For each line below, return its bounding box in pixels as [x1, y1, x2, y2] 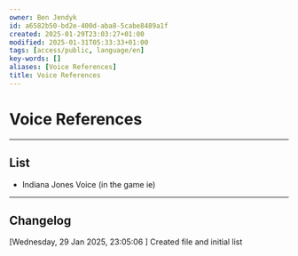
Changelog [9, 212, 72, 228]
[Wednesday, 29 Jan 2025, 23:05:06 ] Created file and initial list [9, 236, 243, 247]
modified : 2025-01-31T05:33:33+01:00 [9, 37, 149, 47]
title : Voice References [9, 71, 101, 80]
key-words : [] [9, 54, 62, 63]
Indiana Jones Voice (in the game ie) [21, 179, 156, 189]
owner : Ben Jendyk [9, 12, 77, 22]
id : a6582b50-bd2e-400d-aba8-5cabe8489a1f [9, 21, 169, 30]
